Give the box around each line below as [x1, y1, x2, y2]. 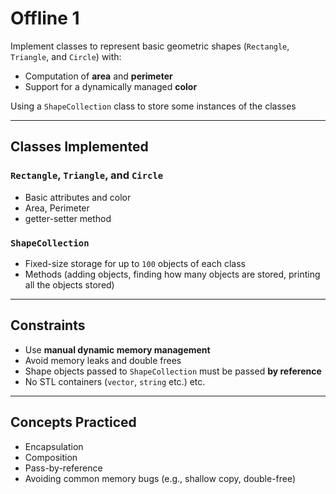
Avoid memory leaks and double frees [24, 354, 182, 366]
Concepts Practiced [10, 414, 137, 431]
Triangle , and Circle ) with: [10, 50, 122, 62]
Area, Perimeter [24, 202, 90, 214]
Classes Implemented [10, 138, 149, 156]
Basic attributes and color [24, 191, 132, 203]
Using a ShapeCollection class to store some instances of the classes [10, 100, 297, 112]
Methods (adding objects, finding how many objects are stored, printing [24, 268, 321, 280]
